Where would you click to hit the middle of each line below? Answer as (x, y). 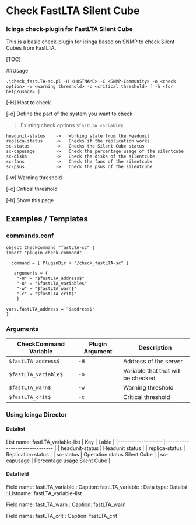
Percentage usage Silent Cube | (72, 461)
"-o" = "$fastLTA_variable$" (52, 284)
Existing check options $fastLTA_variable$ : (73, 125)
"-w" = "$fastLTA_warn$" (47, 289)
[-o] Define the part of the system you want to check (69, 114)
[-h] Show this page (30, 200)
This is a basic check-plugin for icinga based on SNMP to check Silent (90, 42)
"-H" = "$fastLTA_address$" (50, 279)
